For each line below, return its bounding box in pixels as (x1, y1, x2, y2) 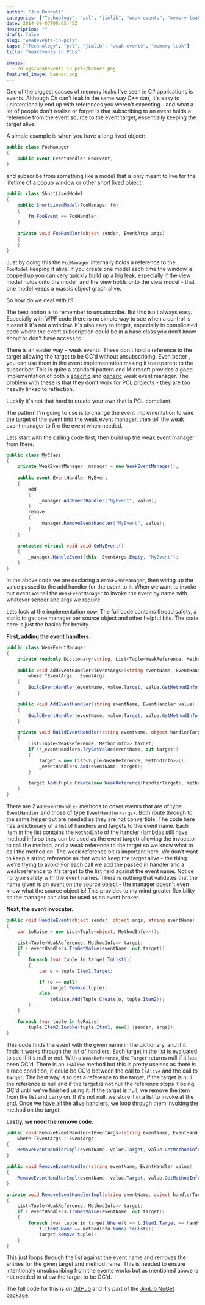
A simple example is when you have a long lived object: (6, 132, 145, 139)
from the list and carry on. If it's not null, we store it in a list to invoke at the (6, 1093, 194, 1100)
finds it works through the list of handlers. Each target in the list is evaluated (6, 1047, 197, 1055)
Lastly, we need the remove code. (6, 1118, 94, 1125)
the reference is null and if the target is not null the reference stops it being (6, 1080, 195, 1087)
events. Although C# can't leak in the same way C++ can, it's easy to (6, 94, 180, 102)
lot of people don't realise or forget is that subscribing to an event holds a (6, 108, 191, 115)
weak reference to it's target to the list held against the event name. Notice (6, 868, 194, 875)
